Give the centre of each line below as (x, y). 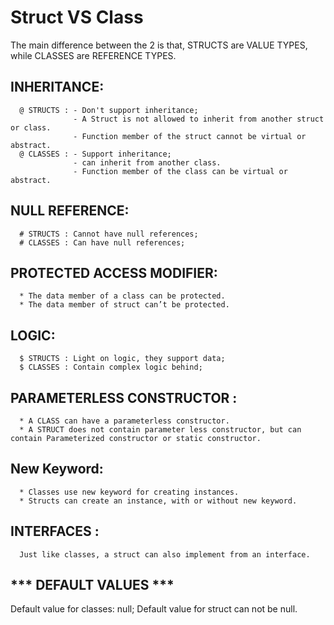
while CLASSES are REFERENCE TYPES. (93, 55)
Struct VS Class (77, 17)
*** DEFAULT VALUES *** (92, 585)
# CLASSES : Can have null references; (102, 242)
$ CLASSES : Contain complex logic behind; (111, 367)
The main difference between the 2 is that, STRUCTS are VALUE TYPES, (159, 45)
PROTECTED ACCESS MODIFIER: (114, 272)
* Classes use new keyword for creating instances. (129, 492)
